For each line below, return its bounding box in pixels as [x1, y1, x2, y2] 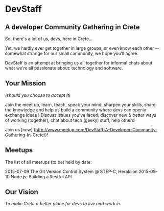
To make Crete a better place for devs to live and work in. [5, 201, 121, 207]
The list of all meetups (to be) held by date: [5, 159, 92, 165]
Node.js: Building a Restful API [10, 173, 72, 179]
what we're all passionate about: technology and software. [5, 65, 123, 71]
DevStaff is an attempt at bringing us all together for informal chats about [5, 60, 153, 65]
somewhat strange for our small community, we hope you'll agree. [5, 50, 139, 56]
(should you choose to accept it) [5, 92, 71, 98]
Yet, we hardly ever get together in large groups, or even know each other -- [5, 45, 160, 51]
